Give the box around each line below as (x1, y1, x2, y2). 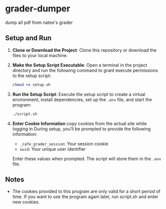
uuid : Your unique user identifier (19, 146, 86, 152)
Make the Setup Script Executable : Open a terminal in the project (12, 62, 148, 68)
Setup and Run (5, 34, 52, 42)
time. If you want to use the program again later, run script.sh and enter (12, 194, 159, 200)
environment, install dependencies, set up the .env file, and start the (12, 97, 153, 103)
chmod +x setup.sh (12, 82, 51, 87)
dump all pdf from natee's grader (5, 19, 73, 25)
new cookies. (12, 199, 40, 205)
